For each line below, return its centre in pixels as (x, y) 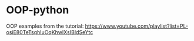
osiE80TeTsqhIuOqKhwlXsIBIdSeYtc (50, 32)
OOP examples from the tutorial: (45, 26)
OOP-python (38, 10)
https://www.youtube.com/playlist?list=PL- (136, 26)
